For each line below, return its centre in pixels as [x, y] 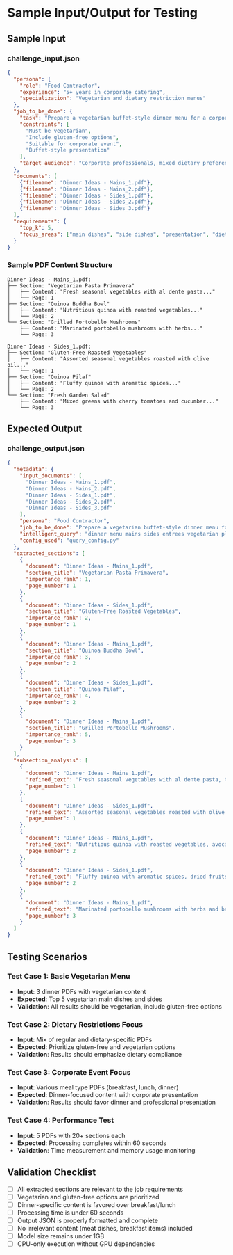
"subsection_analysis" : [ [51, 760]
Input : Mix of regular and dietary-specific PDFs [85, 1040]
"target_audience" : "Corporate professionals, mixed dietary [110, 163]
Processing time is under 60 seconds [70, 1213]
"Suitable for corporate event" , [74, 144]
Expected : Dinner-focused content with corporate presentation [107, 1095]
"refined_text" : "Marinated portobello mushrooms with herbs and [122, 909]
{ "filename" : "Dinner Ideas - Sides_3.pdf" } [85, 209]
